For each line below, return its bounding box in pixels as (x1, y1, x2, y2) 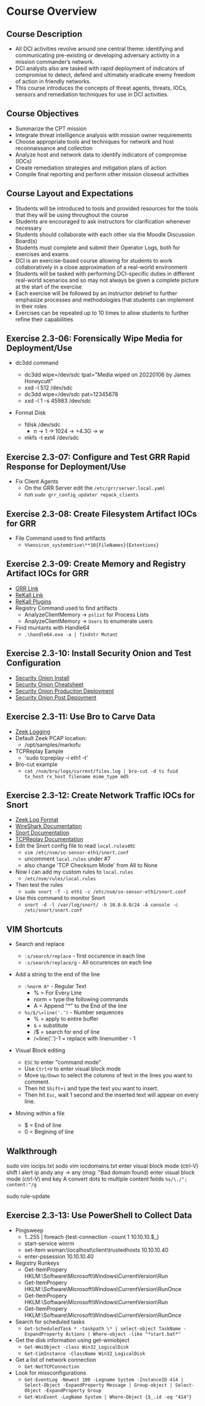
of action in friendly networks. (15, 78, 92, 85)
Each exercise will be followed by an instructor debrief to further (15, 289, 177, 297)
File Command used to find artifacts (15, 534, 106, 542)
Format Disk (15, 409, 46, 416)
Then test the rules (15, 881, 63, 889)
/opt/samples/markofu (24, 741, 81, 748)
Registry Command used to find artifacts (15, 604, 118, 612)
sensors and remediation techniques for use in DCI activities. (15, 91, 169, 98)
